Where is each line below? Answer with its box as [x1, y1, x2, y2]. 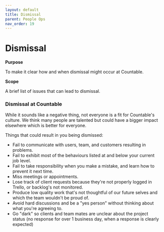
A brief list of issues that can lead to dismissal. [5, 88, 100, 94]
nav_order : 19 [5, 21, 35, 26]
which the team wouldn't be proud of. [12, 195, 89, 201]
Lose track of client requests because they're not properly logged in [12, 179, 152, 185]
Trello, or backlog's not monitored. [12, 184, 83, 190]
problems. [12, 147, 33, 153]
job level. [12, 158, 31, 164]
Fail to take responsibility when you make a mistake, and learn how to [12, 163, 155, 169]
